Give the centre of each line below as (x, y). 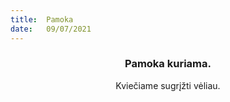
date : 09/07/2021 (51, 29)
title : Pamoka (42, 19)
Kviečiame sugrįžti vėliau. (168, 85)
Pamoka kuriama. (168, 64)
